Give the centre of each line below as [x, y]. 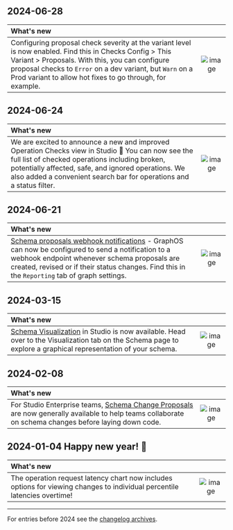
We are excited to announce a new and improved [90, 142]
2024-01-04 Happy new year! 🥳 [77, 447]
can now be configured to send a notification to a [91, 250]
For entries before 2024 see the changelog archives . [83, 519]
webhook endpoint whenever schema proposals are [95, 258]
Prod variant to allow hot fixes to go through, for [88, 77]
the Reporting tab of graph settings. [69, 275]
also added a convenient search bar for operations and [100, 176]
